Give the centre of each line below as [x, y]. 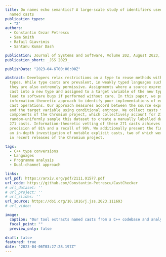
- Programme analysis [32, 160]
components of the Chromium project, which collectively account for [83, 115]
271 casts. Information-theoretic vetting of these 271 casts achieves [85, 124]
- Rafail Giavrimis [30, 42]
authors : [14, 28]
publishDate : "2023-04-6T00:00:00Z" [43, 69]
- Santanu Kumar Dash [32, 46]
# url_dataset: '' [24, 188]
